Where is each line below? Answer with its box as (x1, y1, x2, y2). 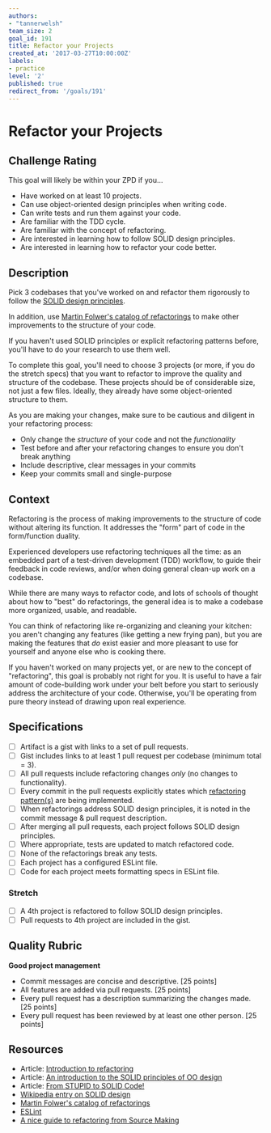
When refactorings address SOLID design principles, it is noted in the (19, 804, 251, 814)
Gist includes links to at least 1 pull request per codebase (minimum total (19, 750, 261, 760)
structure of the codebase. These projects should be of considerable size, (8, 378, 256, 387)
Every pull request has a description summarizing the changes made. (19, 993, 252, 1003)
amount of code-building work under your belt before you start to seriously (8, 680, 259, 689)
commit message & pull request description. (19, 814, 167, 823)
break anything (19, 452, 71, 462)
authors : (8, 11, 38, 20)
